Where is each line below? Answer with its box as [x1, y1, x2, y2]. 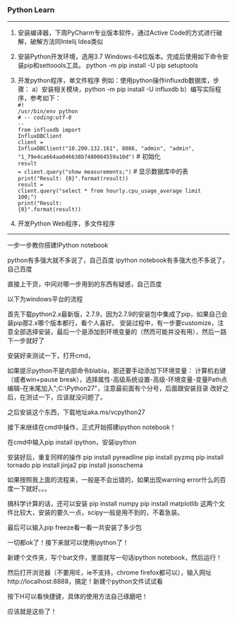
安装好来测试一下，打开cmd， [7, 351, 95, 360]
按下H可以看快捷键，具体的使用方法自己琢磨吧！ [7, 592, 148, 601]
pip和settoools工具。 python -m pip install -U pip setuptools [23, 61, 199, 70]
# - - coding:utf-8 [17, 115, 72, 122]
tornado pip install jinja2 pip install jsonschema [7, 461, 143, 469]
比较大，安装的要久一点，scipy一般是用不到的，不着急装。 [13, 508, 183, 517]
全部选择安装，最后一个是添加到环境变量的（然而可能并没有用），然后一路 [13, 327, 227, 336]
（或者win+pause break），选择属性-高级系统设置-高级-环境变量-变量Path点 [7, 375, 228, 384]
